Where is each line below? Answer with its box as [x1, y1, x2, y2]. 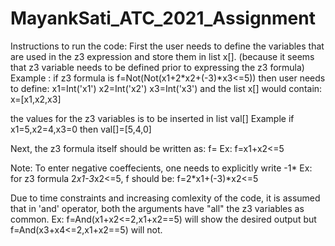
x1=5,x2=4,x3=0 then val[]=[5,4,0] [10, 123, 152, 135]
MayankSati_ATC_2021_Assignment [10, 7, 316, 30]
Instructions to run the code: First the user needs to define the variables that [10, 40, 325, 52]
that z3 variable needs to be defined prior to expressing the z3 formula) [10, 61, 305, 73]
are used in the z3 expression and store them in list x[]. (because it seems [10, 50, 315, 62]
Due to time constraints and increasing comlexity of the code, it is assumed [10, 192, 321, 204]
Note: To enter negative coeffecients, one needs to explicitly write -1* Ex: [10, 162, 313, 174]
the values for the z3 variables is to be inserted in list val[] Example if [10, 112, 295, 124]
